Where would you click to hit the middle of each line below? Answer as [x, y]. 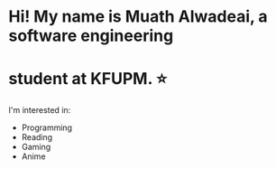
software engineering [91, 36]
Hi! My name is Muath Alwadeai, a [138, 17]
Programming [47, 127]
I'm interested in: [40, 110]
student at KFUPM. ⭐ [88, 79]
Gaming [36, 147]
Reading [37, 137]
